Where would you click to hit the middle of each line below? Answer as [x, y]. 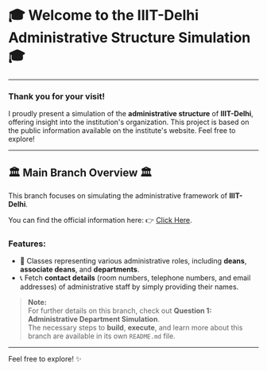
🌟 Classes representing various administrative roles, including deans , [133, 261]
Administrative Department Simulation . [94, 319]
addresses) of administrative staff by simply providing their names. [129, 287]
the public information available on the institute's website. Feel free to [122, 131]
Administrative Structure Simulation [130, 38]
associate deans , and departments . [79, 269]
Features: [27, 244]
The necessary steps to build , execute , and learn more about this [135, 328]
